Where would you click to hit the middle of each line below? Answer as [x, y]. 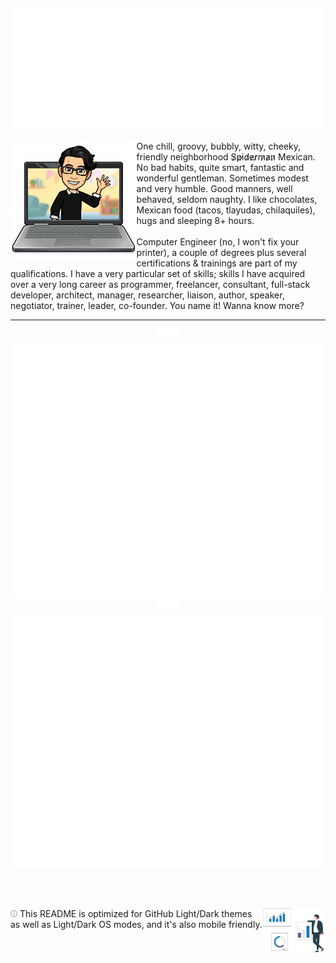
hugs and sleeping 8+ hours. [195, 221]
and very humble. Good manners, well [214, 189]
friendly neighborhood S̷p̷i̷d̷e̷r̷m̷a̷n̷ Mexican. [226, 157]
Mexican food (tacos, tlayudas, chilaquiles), [226, 210]
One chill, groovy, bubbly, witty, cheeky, [219, 146]
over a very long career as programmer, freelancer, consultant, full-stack [160, 285]
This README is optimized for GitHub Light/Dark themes [136, 914]
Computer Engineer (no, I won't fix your [218, 242]
